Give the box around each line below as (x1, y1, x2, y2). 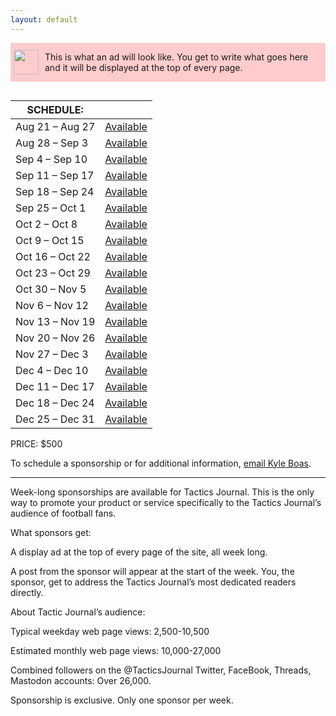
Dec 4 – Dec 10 (15, 363, 89, 377)
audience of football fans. (10, 507, 117, 519)
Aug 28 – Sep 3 (15, 136, 89, 150)
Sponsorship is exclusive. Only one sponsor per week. (10, 694, 234, 706)
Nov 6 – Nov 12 (15, 298, 89, 312)
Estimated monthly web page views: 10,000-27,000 (10, 644, 222, 656)
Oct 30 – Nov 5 (15, 282, 87, 296)
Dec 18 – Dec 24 (15, 396, 95, 410)
